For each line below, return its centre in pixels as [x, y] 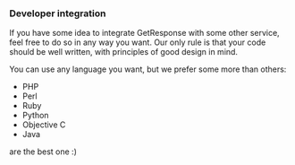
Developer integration [58, 13]
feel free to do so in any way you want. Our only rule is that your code [138, 42]
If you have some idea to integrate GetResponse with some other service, [144, 33]
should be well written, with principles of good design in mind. [124, 52]
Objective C [44, 125]
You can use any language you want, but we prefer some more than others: [148, 69]
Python [35, 116]
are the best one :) [43, 152]
